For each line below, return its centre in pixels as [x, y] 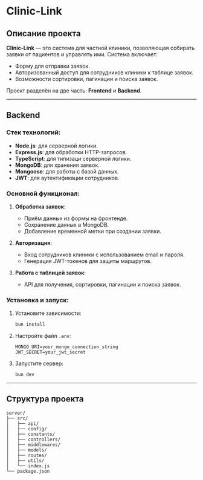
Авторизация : [34, 242]
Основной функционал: [43, 193]
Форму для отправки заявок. [53, 66]
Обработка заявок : [40, 206]
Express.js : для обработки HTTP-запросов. [71, 152]
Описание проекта [43, 34]
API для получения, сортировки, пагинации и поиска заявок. [102, 284]
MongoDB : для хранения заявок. [57, 165]
